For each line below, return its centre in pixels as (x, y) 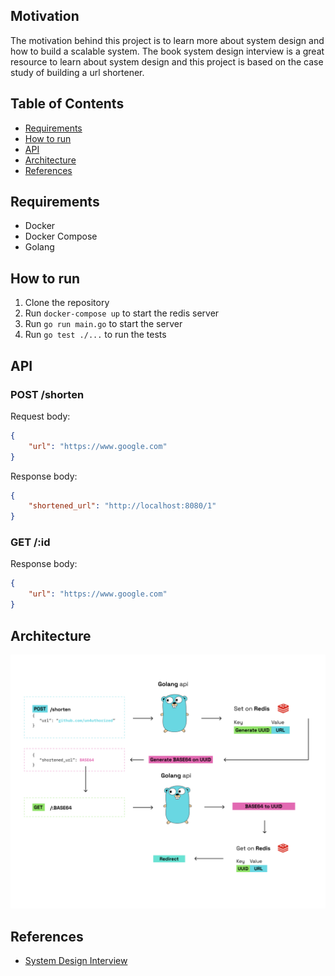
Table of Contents (67, 104)
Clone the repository (67, 303)
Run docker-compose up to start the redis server (122, 313)
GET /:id (30, 542)
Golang (39, 247)
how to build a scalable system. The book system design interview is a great (167, 51)
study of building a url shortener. (77, 72)
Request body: (40, 416)
